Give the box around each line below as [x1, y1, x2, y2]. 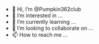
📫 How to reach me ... [11, 32, 68, 38]
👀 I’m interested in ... [11, 12, 63, 19]
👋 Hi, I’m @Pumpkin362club [11, 6, 82, 12]
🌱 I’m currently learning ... [11, 18, 76, 25]
